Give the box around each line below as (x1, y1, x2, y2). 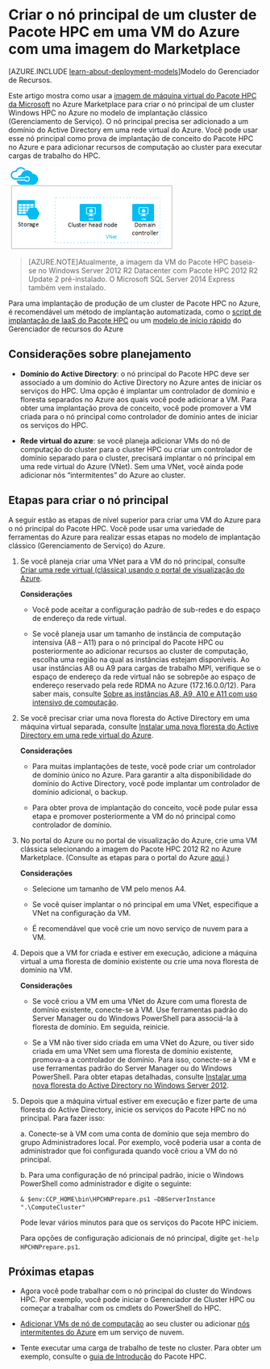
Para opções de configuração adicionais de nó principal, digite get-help (19, 1233, 260, 1242)
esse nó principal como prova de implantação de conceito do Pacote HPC (8, 133, 254, 143)
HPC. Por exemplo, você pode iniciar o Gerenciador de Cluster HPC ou (19, 1295, 255, 1305)
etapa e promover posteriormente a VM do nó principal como (31, 811, 236, 821)
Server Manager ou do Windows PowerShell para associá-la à (31, 1013, 239, 1023)
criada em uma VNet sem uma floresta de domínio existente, (31, 1046, 234, 1055)
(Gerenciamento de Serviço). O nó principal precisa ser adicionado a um (8, 116, 249, 126)
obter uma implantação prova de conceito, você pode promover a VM (19, 403, 251, 413)
